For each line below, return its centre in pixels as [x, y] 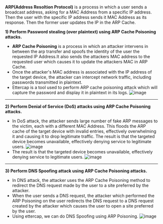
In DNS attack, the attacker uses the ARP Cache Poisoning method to [81, 180]
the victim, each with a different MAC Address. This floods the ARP [79, 126]
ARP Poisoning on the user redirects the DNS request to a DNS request [83, 201]
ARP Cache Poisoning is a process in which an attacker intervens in [80, 46]
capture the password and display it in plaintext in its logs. [70, 92]
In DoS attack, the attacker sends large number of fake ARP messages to [85, 121]
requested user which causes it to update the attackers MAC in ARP [80, 62]
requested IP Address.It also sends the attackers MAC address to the [81, 57]
